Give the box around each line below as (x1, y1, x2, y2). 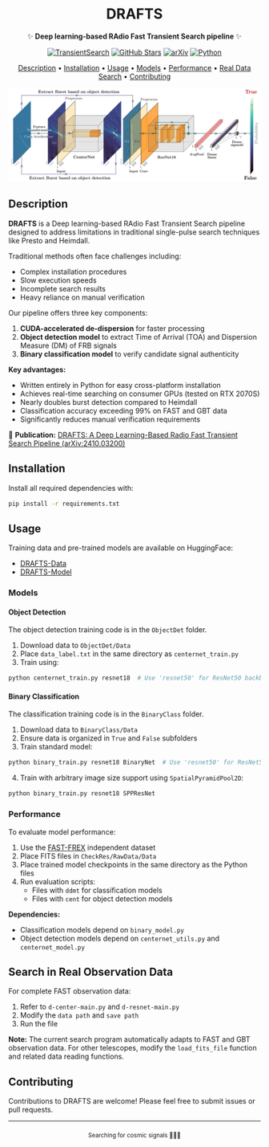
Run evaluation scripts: (19, 876, 96, 886)
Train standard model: (19, 742, 93, 752)
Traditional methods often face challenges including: (8, 251, 182, 261)
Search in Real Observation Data (8, 965, 174, 978)
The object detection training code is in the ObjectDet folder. (8, 625, 207, 635)
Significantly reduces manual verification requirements (19, 414, 201, 424)
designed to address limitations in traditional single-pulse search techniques (8, 227, 260, 237)
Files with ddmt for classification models (31, 885, 163, 895)
